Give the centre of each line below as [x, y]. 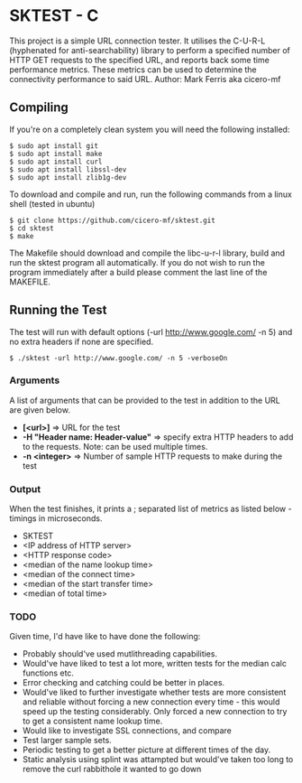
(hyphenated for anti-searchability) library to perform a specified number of [150, 50]
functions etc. [48, 673]
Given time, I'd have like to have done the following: [105, 637]
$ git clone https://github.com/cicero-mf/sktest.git [113, 220]
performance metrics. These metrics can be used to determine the [133, 70]
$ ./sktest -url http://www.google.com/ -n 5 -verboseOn [119, 358]
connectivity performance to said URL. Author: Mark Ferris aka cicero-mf [145, 79]
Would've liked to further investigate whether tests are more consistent [154, 693]
